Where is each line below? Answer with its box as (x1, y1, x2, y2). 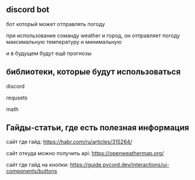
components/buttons (6, 168, 57, 175)
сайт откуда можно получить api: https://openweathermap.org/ (6, 150, 164, 157)
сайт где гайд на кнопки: (6, 161, 69, 168)
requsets (6, 94, 28, 101)
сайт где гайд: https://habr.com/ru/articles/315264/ (6, 139, 132, 146)
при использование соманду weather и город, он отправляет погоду (6, 32, 180, 39)
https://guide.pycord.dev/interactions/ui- (70, 161, 170, 168)
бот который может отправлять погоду (6, 20, 106, 27)
